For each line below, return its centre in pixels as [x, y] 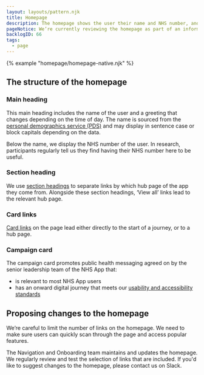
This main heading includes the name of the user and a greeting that [92, 112]
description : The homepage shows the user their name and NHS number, [97, 23]
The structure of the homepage [67, 82]
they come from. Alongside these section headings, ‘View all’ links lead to [98, 192]
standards [28, 294]
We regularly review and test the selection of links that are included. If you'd [101, 359]
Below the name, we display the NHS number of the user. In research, [93, 144]
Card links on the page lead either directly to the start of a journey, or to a [98, 228]
